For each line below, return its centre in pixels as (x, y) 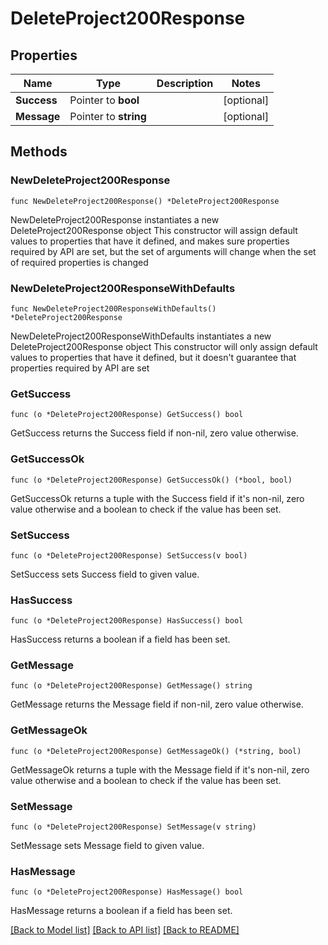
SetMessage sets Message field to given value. (107, 846)
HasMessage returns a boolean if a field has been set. (121, 911)
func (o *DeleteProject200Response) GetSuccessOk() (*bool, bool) (151, 480)
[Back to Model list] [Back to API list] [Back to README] (125, 930)
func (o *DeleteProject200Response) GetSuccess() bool (127, 415)
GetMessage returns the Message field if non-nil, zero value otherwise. (157, 704)
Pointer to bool (104, 100)
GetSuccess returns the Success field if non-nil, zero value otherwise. (154, 433)
